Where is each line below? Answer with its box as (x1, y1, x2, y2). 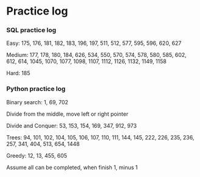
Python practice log (6, 85, 66, 93)
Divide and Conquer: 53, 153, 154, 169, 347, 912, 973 (6, 122, 137, 129)
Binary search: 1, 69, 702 (6, 98, 69, 105)
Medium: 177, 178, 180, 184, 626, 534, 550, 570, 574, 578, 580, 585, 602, (6, 52, 187, 59)
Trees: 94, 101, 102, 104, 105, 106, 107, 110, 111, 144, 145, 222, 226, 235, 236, (6, 133, 195, 141)
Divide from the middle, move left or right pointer (6, 110, 129, 118)
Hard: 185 (6, 70, 30, 77)
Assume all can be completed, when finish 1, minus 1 (6, 164, 138, 171)
